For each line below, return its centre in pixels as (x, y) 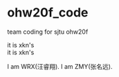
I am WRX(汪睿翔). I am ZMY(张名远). (60, 66)
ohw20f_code (48, 13)
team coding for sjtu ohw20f (48, 32)
